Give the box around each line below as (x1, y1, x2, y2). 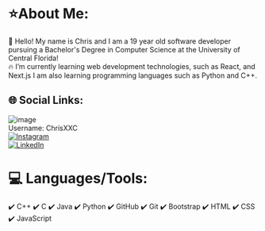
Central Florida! (8, 53, 60, 63)
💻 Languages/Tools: (8, 169, 148, 187)
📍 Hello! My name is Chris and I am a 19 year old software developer (8, 36, 232, 46)
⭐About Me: (8, 5, 89, 23)
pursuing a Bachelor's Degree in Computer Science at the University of (8, 44, 240, 54)
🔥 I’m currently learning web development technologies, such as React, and (8, 61, 255, 71)
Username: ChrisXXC (8, 123, 78, 133)
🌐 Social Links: (8, 94, 83, 107)
